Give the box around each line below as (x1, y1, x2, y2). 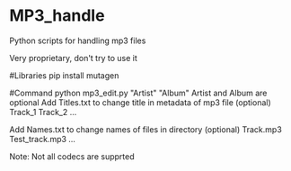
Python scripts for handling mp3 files (9, 35, 146, 46)
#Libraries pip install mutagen (9, 69, 119, 81)
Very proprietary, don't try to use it (9, 52, 137, 63)
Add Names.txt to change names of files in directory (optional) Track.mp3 (9, 123, 283, 135)
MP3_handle (9, 5, 105, 26)
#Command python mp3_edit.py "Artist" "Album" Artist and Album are (9, 87, 268, 98)
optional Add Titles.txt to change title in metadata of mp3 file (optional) (9, 96, 271, 108)
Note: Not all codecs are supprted (9, 150, 135, 162)
